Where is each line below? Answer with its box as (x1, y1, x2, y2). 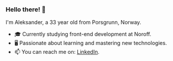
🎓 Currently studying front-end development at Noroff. (14, 31, 151, 38)
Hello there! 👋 (5, 5, 46, 14)
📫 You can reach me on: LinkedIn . (14, 49, 100, 56)
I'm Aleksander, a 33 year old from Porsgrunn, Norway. (5, 19, 142, 26)
